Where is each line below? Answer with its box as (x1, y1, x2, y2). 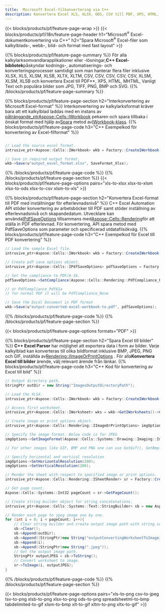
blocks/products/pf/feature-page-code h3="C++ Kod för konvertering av (5, 364, 153, 370)
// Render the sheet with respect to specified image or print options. (5, 472, 157, 478)
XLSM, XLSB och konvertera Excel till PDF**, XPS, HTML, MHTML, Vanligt (5, 78, 156, 84)
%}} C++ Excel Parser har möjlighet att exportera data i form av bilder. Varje (5, 343, 160, 349)
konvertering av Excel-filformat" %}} (5, 129, 79, 135)
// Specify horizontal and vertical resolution (5, 454, 105, 459)
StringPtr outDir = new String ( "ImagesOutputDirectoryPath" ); (5, 383, 135, 388)
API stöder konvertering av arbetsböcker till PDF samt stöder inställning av (5, 206, 156, 212)
